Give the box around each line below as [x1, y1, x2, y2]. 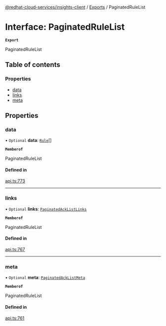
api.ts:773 [5, 178, 26, 184]
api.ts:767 [5, 247, 26, 253]
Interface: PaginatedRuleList [5, 22, 125, 33]
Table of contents [5, 61, 60, 69]
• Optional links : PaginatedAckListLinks [5, 206, 87, 212]
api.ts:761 [5, 315, 25, 321]
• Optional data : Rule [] [5, 138, 52, 144]
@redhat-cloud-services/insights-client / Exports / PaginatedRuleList [5, 4, 146, 10]
